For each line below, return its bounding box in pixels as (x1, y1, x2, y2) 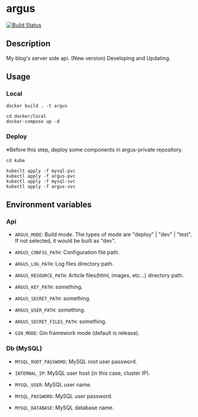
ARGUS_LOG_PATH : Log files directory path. (14, 261, 114, 268)
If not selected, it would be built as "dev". (14, 237, 116, 244)
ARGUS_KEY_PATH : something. (14, 283, 83, 290)
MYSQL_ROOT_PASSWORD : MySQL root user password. (14, 358, 137, 365)
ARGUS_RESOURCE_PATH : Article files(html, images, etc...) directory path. (14, 272, 184, 279)
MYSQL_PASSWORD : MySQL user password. (14, 392, 113, 400)
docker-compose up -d (6, 118, 60, 125)
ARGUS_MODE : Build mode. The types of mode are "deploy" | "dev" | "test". (14, 231, 192, 238)
